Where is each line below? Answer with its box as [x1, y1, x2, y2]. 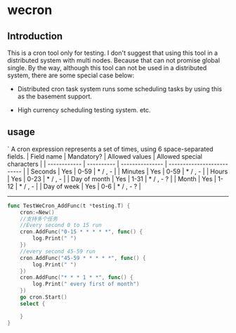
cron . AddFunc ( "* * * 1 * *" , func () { [20, 274, 133, 281]
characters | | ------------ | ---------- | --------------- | [7, 159, 167, 168]
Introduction [7, 30, 63, 42]
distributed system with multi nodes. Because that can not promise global [7, 56, 220, 65]
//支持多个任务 [20, 215, 58, 223]
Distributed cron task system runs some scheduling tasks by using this [17, 85, 223, 93]
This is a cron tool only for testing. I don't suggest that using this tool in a [7, 48, 218, 57]
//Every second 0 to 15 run [20, 222, 102, 229]
